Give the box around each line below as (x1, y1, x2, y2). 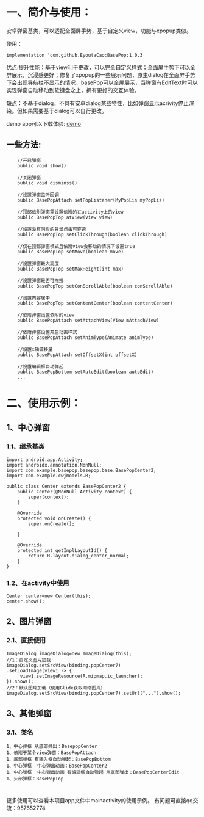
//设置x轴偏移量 (17, 346, 53, 352)
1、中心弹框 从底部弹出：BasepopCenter (6, 743, 97, 750)
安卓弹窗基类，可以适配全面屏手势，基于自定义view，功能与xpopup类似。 (6, 27, 192, 34)
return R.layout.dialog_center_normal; (28, 553, 130, 559)
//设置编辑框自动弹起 (17, 363, 64, 369)
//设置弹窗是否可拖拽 (17, 277, 64, 284)
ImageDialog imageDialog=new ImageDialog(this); (6, 650, 132, 656)
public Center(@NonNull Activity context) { (17, 488, 132, 495)
